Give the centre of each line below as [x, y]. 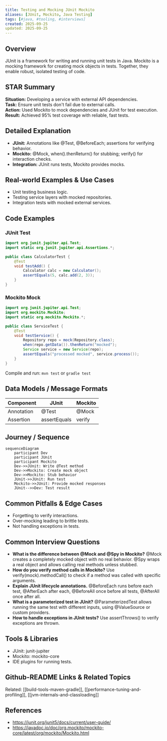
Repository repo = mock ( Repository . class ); [69, 340]
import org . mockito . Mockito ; [35, 313]
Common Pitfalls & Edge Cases [54, 503]
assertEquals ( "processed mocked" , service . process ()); [81, 354]
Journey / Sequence [37, 437]
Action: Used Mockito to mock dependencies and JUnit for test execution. [82, 110]
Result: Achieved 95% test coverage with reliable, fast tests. [67, 115]
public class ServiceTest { [34, 326]
